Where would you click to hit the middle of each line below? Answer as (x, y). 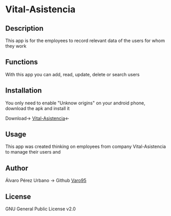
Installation (24, 91)
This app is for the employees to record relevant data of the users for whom (85, 40)
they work (16, 46)
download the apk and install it (38, 108)
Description (24, 28)
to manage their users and (33, 152)
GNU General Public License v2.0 (40, 209)
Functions (22, 62)
